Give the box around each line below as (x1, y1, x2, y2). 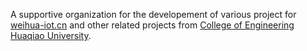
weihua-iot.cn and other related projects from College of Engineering (10, 19, 295, 31)
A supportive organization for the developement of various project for (10, 9, 297, 20)
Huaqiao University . (10, 30, 92, 41)
